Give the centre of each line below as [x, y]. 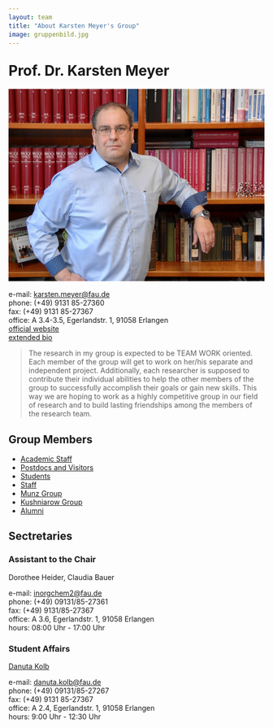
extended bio [30, 338]
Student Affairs [39, 648]
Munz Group [41, 493]
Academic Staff [46, 459]
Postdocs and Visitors [57, 467]
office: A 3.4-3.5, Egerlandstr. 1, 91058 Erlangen [89, 320]
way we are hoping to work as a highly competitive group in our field [143, 397]
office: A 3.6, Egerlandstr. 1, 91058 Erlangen [81, 619]
